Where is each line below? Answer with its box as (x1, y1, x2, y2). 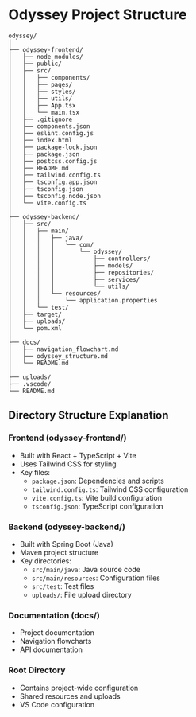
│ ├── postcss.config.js (8, 157, 98, 165)
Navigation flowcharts (19, 637, 92, 646)
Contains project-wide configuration (19, 683, 139, 692)
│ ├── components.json (8, 122, 90, 131)
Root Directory (8, 664, 66, 676)
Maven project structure (19, 547, 99, 557)
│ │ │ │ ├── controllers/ (8, 255, 151, 263)
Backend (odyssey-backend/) (8, 521, 125, 532)
